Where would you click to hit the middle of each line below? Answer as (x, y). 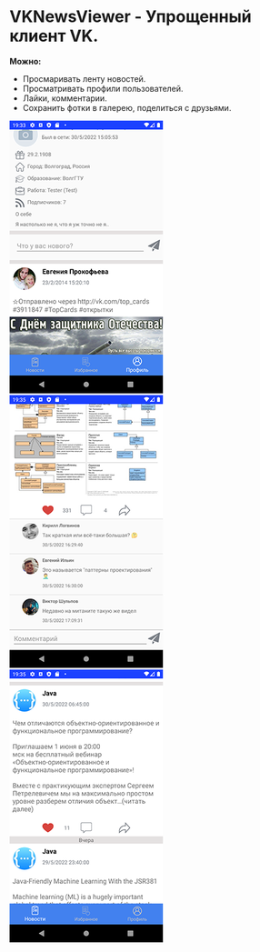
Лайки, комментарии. (65, 98)
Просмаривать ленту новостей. (84, 78)
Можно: (25, 61)
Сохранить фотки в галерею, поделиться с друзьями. (127, 107)
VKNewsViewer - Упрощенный (130, 17)
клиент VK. (54, 36)
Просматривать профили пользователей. (103, 88)
